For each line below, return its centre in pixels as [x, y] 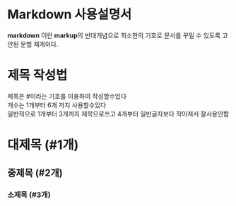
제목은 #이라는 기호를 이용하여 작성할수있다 [67, 96]
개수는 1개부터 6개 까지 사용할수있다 [57, 105]
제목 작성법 [37, 75]
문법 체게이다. [39, 44]
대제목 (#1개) [43, 145]
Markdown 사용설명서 [70, 14]
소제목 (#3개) [29, 195]
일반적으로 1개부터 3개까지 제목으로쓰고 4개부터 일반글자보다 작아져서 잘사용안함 [118, 114]
